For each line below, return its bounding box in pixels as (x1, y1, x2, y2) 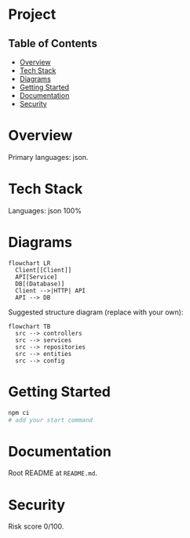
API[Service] (15, 273, 58, 281)
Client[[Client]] (15, 266, 72, 274)
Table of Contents (8, 37, 98, 50)
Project (8, 5, 57, 24)
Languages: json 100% (8, 205, 82, 215)
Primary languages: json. (8, 152, 89, 162)
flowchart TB (8, 322, 51, 330)
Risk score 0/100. (8, 522, 64, 531)
